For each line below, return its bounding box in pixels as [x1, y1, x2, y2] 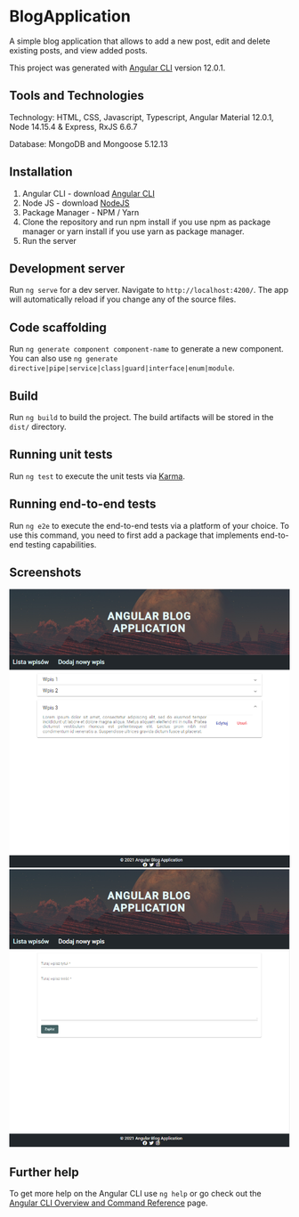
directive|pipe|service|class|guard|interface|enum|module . [9, 362, 235, 373]
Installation [9, 165, 73, 180]
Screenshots [9, 565, 82, 580]
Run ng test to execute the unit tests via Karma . [9, 470, 185, 482]
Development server [9, 261, 125, 276]
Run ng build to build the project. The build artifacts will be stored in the [9, 412, 274, 422]
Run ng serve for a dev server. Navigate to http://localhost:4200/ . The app [9, 285, 289, 296]
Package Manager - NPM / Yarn [21, 207, 140, 217]
